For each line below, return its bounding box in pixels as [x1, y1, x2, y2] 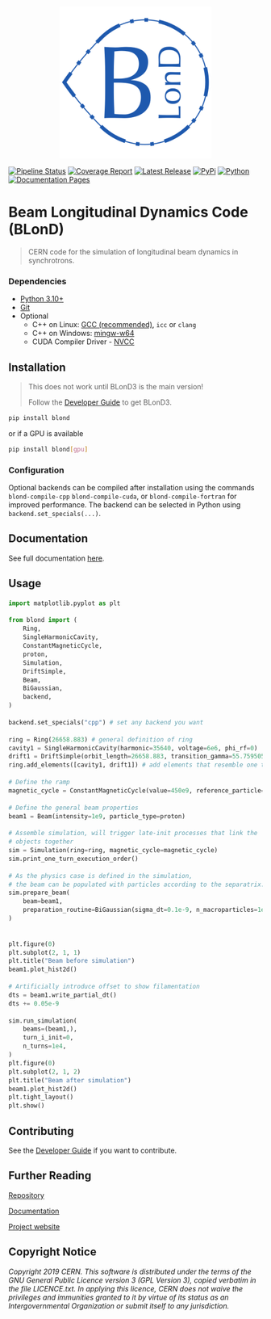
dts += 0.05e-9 [8, 999, 60, 1007]
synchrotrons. [27, 255, 75, 265]
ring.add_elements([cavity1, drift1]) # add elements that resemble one [8, 761, 258, 769]
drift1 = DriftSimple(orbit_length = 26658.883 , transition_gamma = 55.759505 [8, 753, 265, 761]
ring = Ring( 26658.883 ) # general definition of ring [8, 735, 194, 744]
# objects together [8, 838, 74, 846]
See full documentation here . [8, 553, 105, 563]
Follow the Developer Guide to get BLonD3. [27, 397, 172, 407]
